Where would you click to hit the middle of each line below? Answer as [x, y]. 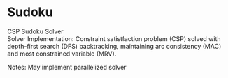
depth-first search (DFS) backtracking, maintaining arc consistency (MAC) [114, 46]
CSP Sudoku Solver [36, 31]
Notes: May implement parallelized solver [67, 67]
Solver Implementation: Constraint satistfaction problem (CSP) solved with [114, 38]
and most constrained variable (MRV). [62, 54]
